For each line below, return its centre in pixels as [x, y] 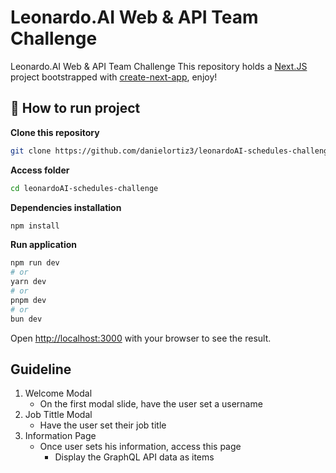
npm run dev [35, 263]
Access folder [40, 170]
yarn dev [28, 282]
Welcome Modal [58, 393]
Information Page [60, 436]
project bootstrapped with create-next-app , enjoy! [114, 77]
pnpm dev [28, 300]
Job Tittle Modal [58, 415]
